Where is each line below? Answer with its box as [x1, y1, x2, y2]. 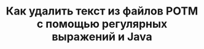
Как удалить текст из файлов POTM [6, 4, 198, 18]
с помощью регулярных [36, 17, 168, 31]
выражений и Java [52, 30, 152, 44]
